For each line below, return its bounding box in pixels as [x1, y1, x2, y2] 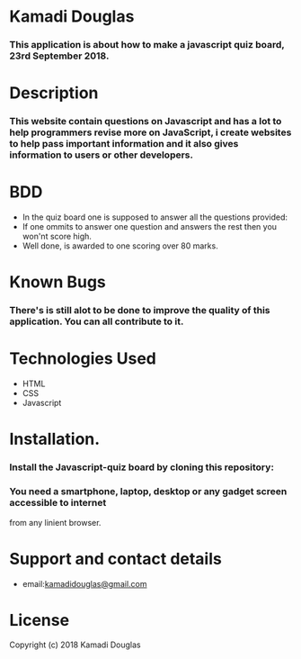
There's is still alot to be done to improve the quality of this [9, 304, 270, 317]
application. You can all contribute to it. [9, 315, 184, 328]
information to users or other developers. [9, 149, 193, 161]
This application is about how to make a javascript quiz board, [9, 39, 285, 51]
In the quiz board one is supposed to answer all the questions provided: [22, 212, 288, 222]
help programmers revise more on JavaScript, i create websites [9, 126, 292, 139]
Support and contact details [9, 548, 222, 569]
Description [9, 83, 99, 104]
